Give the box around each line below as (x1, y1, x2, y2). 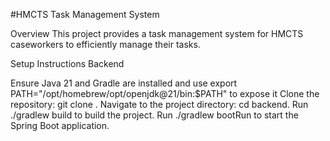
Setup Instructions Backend (10, 58, 125, 69)
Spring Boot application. (10, 120, 110, 131)
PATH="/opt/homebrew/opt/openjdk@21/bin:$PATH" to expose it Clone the (10, 88, 320, 99)
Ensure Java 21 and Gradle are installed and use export (10, 77, 238, 89)
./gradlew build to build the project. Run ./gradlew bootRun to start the (10, 109, 299, 121)
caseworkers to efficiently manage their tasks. (10, 39, 201, 50)
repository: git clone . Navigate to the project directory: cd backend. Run (10, 99, 309, 110)
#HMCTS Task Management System (10, 9, 160, 20)
